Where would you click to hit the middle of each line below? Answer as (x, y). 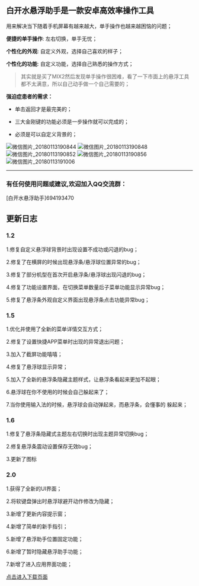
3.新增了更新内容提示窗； (37, 514)
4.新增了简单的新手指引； (37, 526)
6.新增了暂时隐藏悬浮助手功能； (45, 551)
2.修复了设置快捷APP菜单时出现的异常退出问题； (66, 342)
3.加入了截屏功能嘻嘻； (35, 354)
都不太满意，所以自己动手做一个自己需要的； (75, 84)
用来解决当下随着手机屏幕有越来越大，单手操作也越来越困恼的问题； (89, 26)
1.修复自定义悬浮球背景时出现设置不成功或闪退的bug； (73, 249)
